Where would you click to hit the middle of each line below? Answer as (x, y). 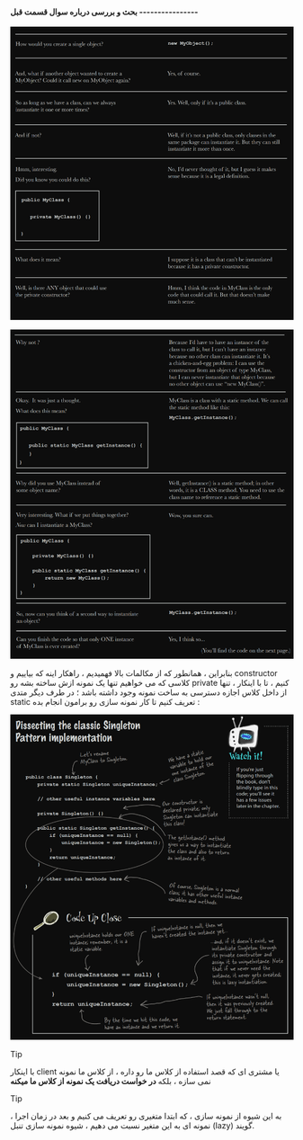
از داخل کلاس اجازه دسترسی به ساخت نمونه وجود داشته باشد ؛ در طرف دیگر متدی (148, 692)
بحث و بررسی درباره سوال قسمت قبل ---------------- (104, 12)
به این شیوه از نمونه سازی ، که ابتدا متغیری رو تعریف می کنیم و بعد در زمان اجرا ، (146, 1116)
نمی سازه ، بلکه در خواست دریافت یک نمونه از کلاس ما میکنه (111, 1081)
